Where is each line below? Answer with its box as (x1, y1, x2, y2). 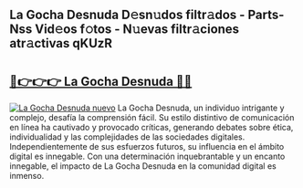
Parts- (247, 7, 285, 23)
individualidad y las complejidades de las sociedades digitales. (9, 131, 246, 142)
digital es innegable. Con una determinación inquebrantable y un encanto (9, 151, 286, 162)
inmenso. (9, 171, 45, 181)
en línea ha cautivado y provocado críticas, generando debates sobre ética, (9, 122, 294, 132)
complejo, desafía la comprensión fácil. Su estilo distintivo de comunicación (9, 112, 295, 122)
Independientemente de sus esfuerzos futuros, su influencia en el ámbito (9, 141, 285, 151)
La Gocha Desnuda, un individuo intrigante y (117, 102, 285, 113)
